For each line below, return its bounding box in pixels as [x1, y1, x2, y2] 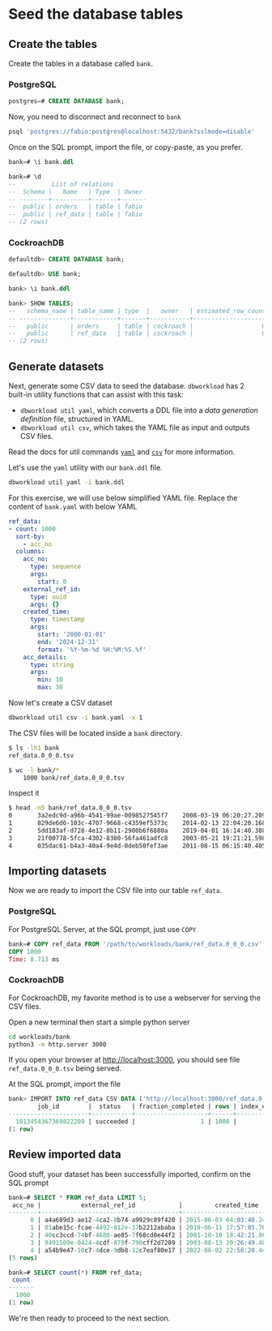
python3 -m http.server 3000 [8, 1040, 107, 1049]
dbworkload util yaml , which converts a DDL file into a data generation [19, 406, 259, 415]
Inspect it [8, 788, 40, 798]
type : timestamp [29, 616, 85, 624]
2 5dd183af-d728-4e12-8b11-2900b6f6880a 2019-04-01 [8, 827, 219, 835]
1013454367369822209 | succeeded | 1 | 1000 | [15, 1118, 237, 1126]
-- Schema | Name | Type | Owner [8, 187, 143, 195]
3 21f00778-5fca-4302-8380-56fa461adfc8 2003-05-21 [8, 834, 219, 842]
